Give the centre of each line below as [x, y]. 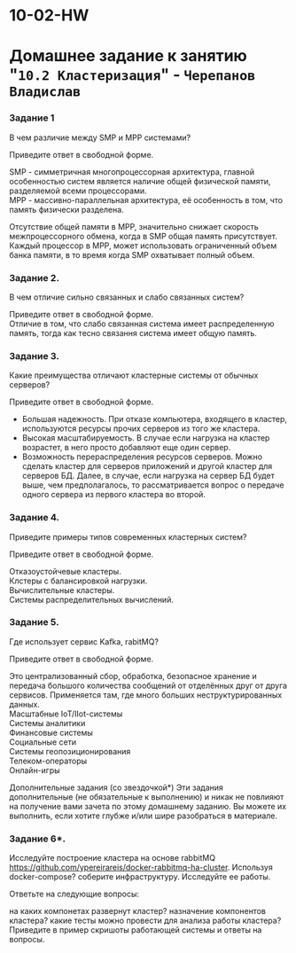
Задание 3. [35, 355]
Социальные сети [43, 742]
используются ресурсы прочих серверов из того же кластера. [141, 429]
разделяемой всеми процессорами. [78, 191]
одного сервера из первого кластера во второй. [114, 495]
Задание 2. [35, 277]
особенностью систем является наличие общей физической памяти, [140, 181]
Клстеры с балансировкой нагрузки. [78, 581]
